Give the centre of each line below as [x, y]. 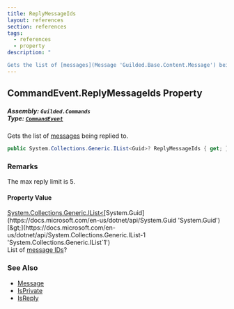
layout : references [36, 20]
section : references [37, 26]
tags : [15, 33]
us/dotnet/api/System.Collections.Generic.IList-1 [77, 235]
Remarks [23, 166]
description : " [29, 53]
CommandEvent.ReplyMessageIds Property [105, 94]
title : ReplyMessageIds [42, 14]
